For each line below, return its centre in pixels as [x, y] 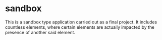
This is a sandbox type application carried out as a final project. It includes [81, 22]
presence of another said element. [40, 32]
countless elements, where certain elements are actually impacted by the [80, 27]
